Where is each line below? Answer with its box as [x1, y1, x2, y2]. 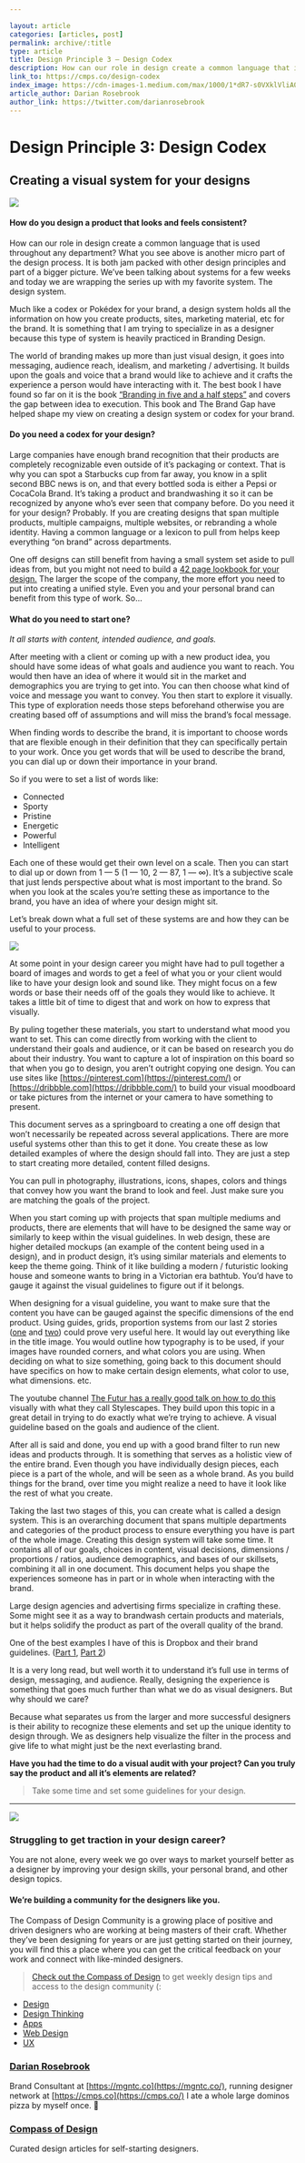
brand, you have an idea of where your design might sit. [9, 896, 219, 907]
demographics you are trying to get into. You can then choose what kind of [9, 680, 290, 692]
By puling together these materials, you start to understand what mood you [9, 1024, 290, 1035]
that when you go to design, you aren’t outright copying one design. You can [9, 1062, 296, 1074]
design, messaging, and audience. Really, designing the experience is [9, 1674, 271, 1685]
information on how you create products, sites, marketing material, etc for [9, 313, 285, 324]
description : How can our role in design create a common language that [9, 64, 290, 73]
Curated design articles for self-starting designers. [9, 2143, 200, 2154]
